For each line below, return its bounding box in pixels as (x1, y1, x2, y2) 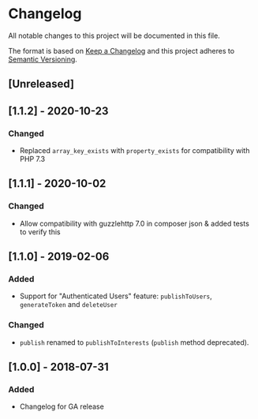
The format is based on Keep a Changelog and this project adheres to (8, 46, 235, 55)
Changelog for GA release (19, 402, 104, 411)
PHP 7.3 (19, 155, 46, 164)
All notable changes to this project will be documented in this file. (8, 31, 221, 40)
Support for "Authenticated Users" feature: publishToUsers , (19, 291, 213, 301)
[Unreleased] (8, 77, 75, 91)
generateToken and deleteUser (19, 300, 118, 309)
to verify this (19, 226, 61, 237)
